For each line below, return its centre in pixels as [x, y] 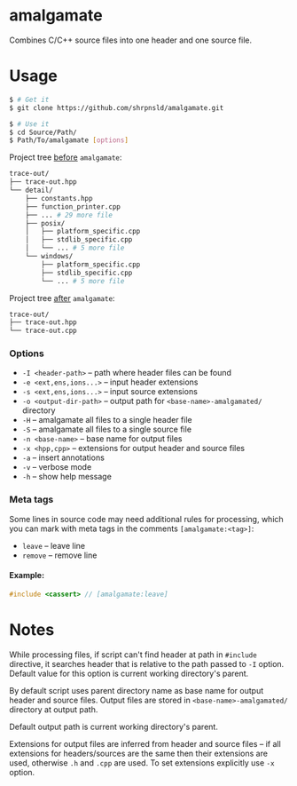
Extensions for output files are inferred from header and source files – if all [145, 743]
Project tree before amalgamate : [66, 157]
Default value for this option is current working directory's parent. [129, 673]
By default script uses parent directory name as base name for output [137, 690]
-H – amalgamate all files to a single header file [107, 420]
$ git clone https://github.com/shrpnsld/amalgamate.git [117, 107]
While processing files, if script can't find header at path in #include [133, 655]
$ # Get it [29, 99]
